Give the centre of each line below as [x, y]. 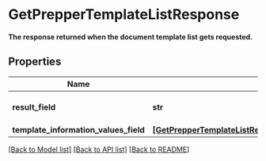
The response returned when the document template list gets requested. [131, 36]
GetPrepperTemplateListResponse [124, 15]
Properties [35, 62]
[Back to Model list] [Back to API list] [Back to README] [99, 149]
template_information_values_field [78, 129]
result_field [34, 107]
